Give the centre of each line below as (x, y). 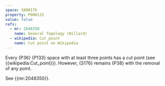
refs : (11, 24)
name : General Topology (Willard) (51, 34)
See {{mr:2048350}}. (27, 78)
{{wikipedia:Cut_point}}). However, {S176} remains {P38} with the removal (82, 63)
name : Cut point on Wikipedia (46, 43)
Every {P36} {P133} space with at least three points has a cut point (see (80, 58)
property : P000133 (25, 15)
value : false (19, 19)
